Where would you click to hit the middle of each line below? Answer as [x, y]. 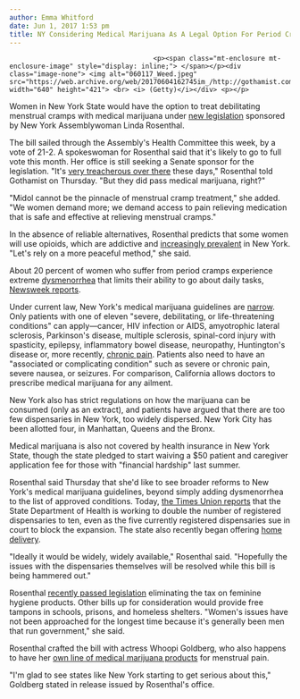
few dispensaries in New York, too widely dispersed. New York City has [141, 419]
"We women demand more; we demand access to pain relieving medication [148, 207]
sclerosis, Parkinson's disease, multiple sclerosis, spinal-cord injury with [143, 335]
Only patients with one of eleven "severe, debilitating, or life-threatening [142, 316]
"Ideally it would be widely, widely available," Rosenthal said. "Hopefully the [149, 557]
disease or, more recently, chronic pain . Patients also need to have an [137, 355]
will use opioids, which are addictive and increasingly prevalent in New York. [150, 244]
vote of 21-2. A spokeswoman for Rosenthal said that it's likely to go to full [146, 152]
